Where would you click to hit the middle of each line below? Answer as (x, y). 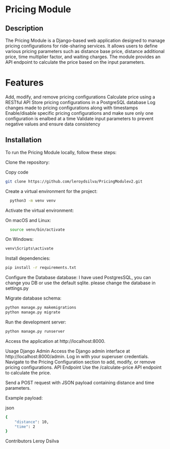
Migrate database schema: (33, 298)
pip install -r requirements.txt (41, 268)
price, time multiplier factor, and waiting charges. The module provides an (83, 57)
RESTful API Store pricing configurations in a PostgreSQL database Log (80, 102)
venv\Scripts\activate (29, 248)
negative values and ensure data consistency (53, 124)
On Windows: (19, 239)
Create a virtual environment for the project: (52, 191)
